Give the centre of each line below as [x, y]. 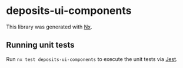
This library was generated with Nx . [49, 27]
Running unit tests [40, 45]
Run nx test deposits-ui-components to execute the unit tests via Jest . [92, 59]
